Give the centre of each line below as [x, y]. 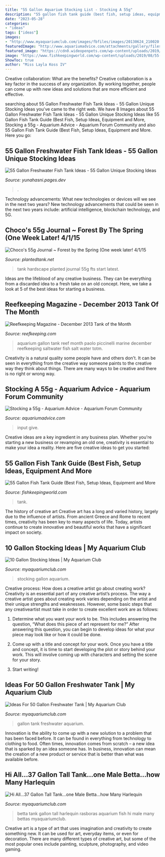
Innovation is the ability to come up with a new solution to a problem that [79, 733]
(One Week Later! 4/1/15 [42, 238]
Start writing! [25, 669]
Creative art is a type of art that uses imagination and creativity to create [79, 828]
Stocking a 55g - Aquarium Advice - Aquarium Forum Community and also [80, 125]
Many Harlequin [30, 782]
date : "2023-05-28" [25, 19]
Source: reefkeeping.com [31, 334]
